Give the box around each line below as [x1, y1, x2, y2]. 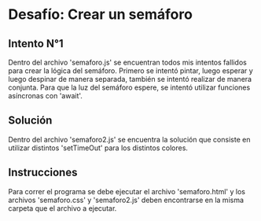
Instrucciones [8, 166, 78, 179]
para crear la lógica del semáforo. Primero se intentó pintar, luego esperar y [8, 66, 253, 76]
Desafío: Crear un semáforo [8, 6, 193, 24]
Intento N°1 [8, 37, 64, 50]
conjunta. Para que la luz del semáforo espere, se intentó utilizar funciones [8, 83, 251, 92]
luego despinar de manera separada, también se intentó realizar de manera [8, 75, 252, 83]
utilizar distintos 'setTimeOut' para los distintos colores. [8, 143, 189, 153]
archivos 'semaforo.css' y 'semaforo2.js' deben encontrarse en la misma [8, 195, 244, 204]
